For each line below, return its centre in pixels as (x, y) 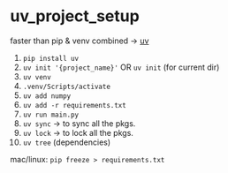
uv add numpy (47, 96)
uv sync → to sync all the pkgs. (79, 123)
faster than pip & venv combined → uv (80, 41)
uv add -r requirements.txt (74, 105)
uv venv (37, 77)
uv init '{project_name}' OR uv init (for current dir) (121, 67)
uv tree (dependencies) (67, 142)
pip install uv (51, 58)
